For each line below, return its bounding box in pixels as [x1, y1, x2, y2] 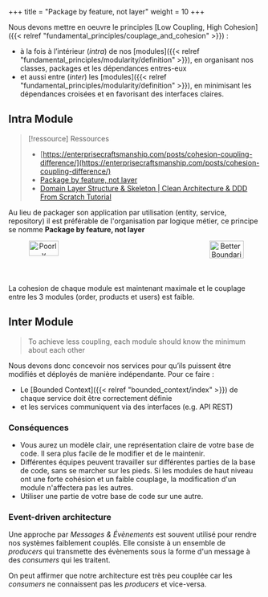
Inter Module [8, 315, 74, 329]
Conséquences [8, 422, 70, 433]
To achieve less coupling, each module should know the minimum [27, 337, 246, 346]
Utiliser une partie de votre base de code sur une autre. [19, 491, 204, 501]
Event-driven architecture [8, 511, 112, 522]
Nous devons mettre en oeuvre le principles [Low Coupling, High [8, 22, 222, 31]
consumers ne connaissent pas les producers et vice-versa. [8, 579, 207, 589]
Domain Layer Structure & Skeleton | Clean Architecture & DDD [39, 183, 248, 193]
